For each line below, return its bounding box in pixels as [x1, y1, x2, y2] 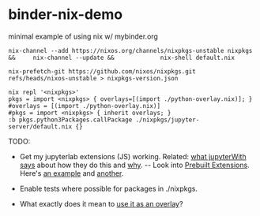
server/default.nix [8, 122, 73, 131]
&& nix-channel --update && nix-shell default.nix [8, 54, 236, 61]
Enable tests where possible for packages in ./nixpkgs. [19, 184, 198, 193]
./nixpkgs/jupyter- [135, 116, 200, 124]
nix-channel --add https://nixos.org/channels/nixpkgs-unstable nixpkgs [8, 47, 253, 54]
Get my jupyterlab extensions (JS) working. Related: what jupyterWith [19, 151, 247, 161]
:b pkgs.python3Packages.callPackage [8, 116, 133, 124]
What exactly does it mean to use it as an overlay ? [19, 199, 183, 208]
